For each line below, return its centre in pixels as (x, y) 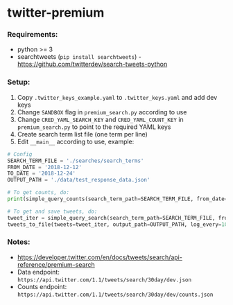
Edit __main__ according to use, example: (76, 141)
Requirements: (33, 35)
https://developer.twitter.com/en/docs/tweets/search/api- (100, 257)
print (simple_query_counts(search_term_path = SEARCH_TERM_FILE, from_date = (118, 199)
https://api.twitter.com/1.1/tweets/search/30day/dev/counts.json (115, 295)
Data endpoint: (38, 272)
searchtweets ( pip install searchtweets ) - (79, 57)
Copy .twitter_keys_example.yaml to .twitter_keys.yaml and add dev (117, 97)
